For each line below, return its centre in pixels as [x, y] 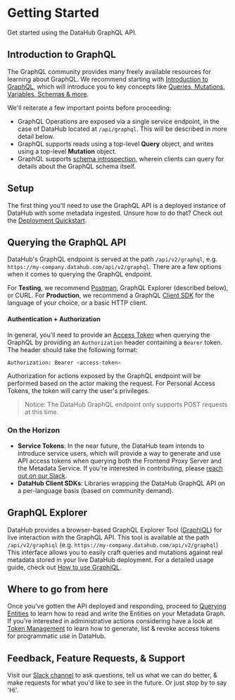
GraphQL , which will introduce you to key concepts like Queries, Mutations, [116, 87]
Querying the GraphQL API [67, 242]
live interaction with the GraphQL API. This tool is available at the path [108, 537]
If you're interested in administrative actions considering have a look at [110, 621]
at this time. [42, 412]
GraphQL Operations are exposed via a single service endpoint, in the [119, 121]
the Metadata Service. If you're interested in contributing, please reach [120, 468]
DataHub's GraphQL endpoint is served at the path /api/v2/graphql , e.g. [113, 259]
